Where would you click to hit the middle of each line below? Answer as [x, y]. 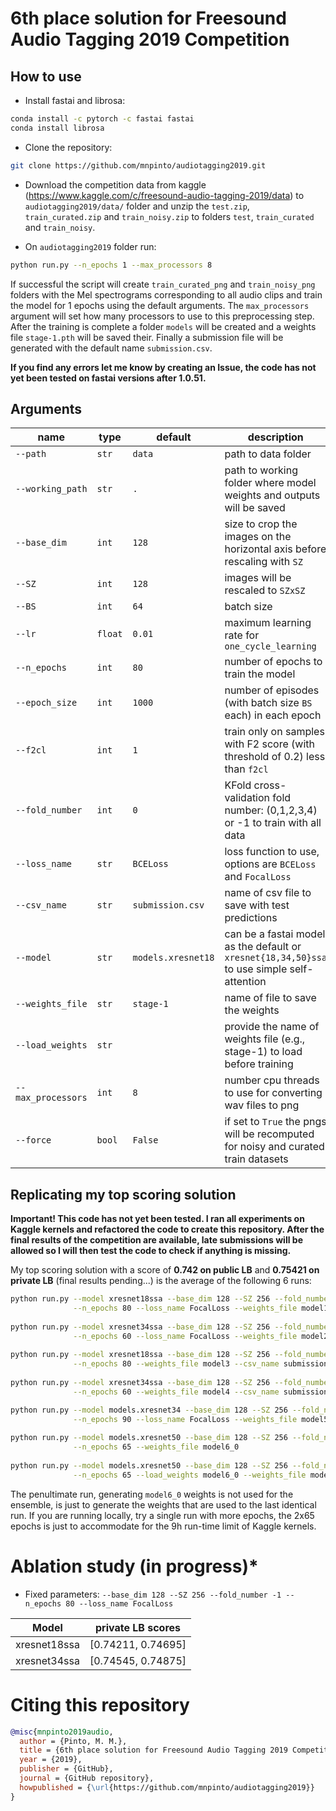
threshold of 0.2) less [275, 757]
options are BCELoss [270, 864]
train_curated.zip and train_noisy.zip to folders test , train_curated [169, 216]
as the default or [263, 947]
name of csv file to [268, 893]
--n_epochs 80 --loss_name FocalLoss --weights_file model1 [201, 1308]
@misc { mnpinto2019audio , [62, 1732]
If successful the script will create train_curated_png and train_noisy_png [163, 284]
